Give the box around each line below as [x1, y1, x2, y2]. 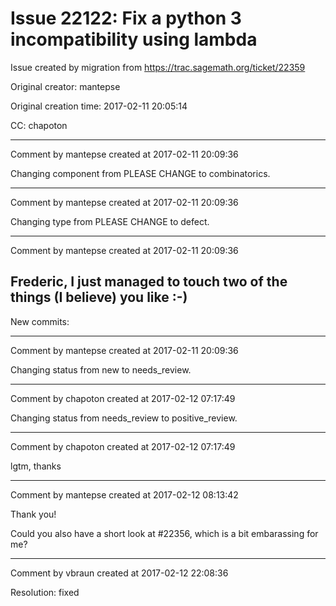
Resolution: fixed [10, 586, 80, 598]
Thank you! [10, 508, 57, 520]
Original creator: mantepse [10, 80, 121, 92]
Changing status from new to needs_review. [10, 363, 192, 376]
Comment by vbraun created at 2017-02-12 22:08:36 [10, 567, 229, 579]
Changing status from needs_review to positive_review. [10, 412, 238, 424]
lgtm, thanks [10, 460, 62, 472]
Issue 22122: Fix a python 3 [10, 7, 242, 30]
